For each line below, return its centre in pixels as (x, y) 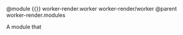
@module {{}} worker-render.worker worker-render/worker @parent (92, 9)
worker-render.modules (36, 15)
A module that (24, 27)
